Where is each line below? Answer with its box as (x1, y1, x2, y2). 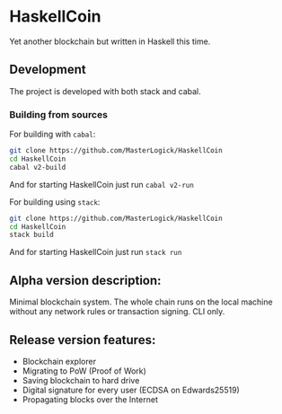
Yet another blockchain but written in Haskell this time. (9, 36, 211, 47)
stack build (9, 231, 54, 240)
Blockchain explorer (22, 356, 97, 366)
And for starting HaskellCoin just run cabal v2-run (9, 179, 195, 189)
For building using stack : (9, 196, 101, 207)
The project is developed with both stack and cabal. (9, 85, 202, 96)
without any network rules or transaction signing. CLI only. (9, 306, 225, 317)
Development (9, 62, 87, 77)
